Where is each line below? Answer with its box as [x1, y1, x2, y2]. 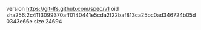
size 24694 [33, 18, 62, 25]
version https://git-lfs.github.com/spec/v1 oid [6, 5, 119, 12]
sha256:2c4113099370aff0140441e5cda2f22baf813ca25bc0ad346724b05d [6, 11, 196, 19]
